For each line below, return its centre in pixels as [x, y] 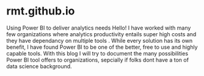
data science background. [39, 66]
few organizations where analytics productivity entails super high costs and [101, 34]
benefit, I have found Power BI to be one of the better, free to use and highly [102, 47]
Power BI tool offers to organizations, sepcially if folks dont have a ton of [98, 60]
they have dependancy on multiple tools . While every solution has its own [100, 40]
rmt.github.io [41, 11]
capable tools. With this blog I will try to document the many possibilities [97, 53]
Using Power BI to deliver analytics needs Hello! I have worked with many [99, 28]
